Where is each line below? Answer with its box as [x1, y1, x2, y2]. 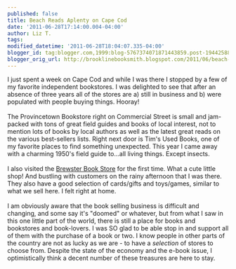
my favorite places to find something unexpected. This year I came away [7, 142, 218, 151]
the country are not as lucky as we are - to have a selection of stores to [7, 239, 214, 247]
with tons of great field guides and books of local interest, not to [30, 120, 216, 128]
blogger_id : [7, 50, 42, 57]
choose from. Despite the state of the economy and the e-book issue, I [7, 246, 213, 254]
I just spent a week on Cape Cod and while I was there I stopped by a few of [7, 75, 228, 83]
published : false [7, 10, 58, 18]
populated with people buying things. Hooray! [7, 97, 140, 106]
